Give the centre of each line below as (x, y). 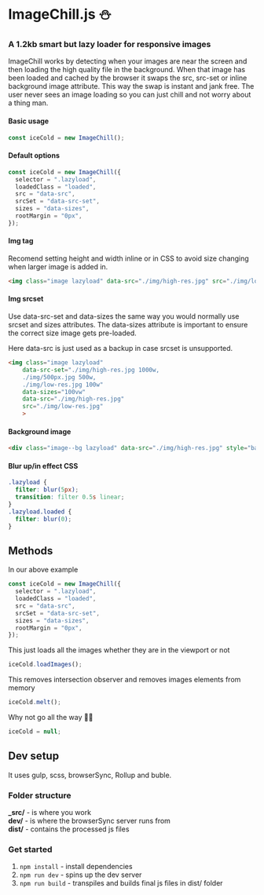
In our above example (43, 570)
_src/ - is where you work (50, 812)
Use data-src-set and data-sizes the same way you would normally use (124, 316)
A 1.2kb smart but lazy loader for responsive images (110, 45)
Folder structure (40, 795)
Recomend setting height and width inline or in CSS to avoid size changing (128, 258)
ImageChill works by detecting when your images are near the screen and (128, 61)
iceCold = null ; (35, 732)
